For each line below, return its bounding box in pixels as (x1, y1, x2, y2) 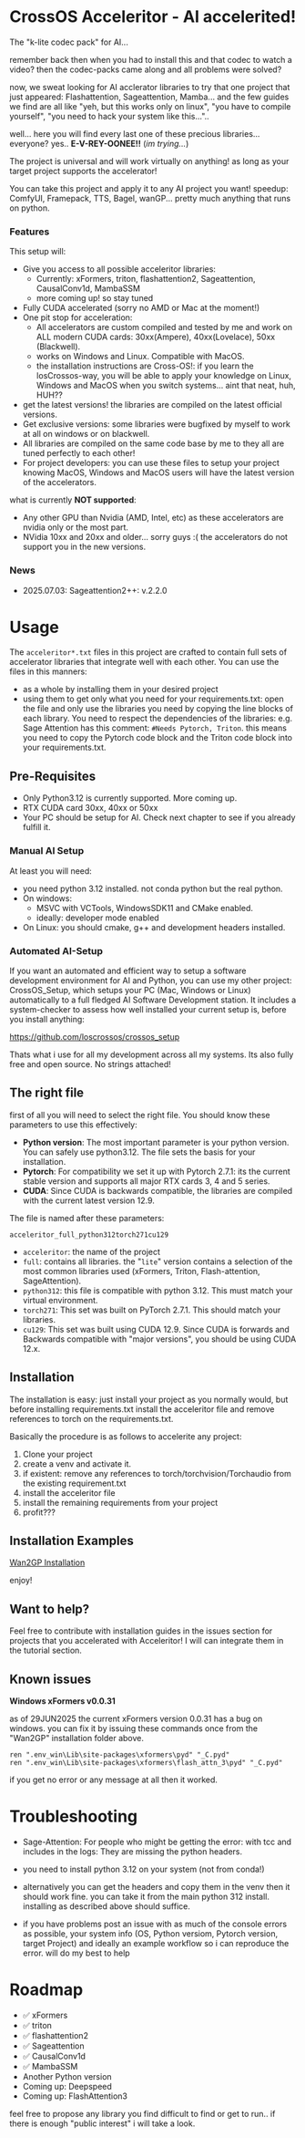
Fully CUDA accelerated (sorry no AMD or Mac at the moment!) (22, 303, 260, 314)
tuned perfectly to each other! (22, 448, 136, 459)
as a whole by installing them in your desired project (22, 684, 219, 695)
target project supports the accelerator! (9, 165, 158, 176)
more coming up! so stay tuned (36, 293, 154, 304)
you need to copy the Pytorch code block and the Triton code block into (22, 732, 293, 743)
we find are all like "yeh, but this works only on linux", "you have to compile (9, 100, 291, 111)
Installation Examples (9, 1532, 135, 1548)
